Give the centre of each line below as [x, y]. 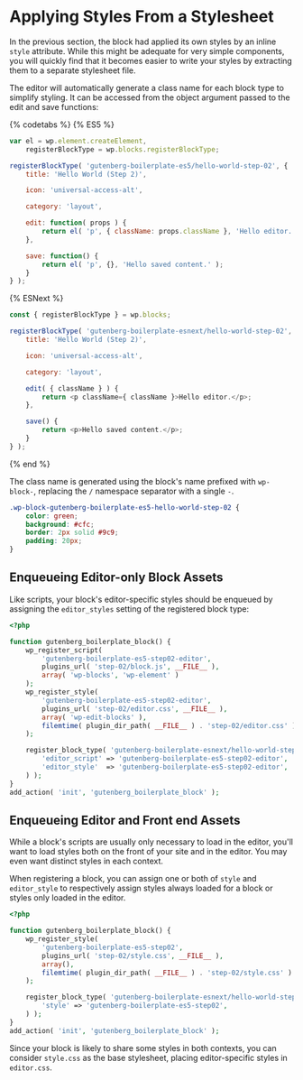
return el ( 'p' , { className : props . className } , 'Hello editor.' [169, 232]
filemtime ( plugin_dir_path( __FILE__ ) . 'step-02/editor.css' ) [169, 725]
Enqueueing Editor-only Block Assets [116, 578]
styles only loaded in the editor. [68, 898]
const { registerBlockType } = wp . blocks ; [90, 315]
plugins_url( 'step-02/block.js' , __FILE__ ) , [131, 667]
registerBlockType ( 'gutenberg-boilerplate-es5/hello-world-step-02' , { [149, 166]
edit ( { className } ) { [72, 388]
